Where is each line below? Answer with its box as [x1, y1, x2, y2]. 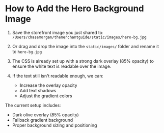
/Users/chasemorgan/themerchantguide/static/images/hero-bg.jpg [12, 35, 147, 40]
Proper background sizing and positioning [12, 122, 97, 128]
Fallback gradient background [12, 117, 73, 123]
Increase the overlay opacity [19, 82, 78, 88]
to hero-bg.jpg [12, 49, 42, 54]
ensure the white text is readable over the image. [12, 63, 111, 69]
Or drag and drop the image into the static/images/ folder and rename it [12, 43, 159, 49]
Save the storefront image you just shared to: [12, 29, 104, 35]
